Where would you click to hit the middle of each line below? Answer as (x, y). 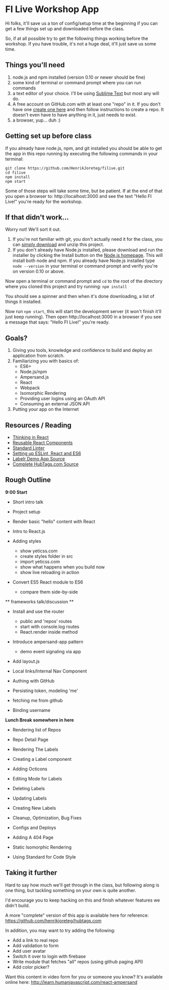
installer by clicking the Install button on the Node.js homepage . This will (88, 255)
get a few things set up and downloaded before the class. (65, 28)
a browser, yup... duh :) (36, 120)
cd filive (16, 173)
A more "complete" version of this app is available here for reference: (77, 915)
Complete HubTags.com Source (46, 464)
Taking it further (31, 873)
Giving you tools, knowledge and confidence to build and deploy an (82, 350)
